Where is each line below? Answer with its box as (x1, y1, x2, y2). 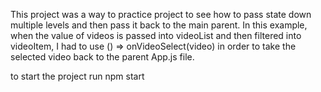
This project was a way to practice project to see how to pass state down (10, 9, 312, 20)
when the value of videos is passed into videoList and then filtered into (10, 30, 302, 41)
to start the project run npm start (10, 70, 145, 82)
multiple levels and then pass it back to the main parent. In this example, (10, 19, 308, 31)
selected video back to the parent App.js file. (10, 51, 195, 63)
